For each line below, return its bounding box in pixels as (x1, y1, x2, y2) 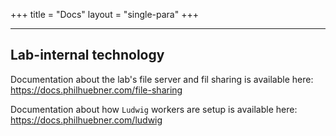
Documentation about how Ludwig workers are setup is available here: (10, 103, 298, 115)
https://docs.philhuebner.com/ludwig (10, 114, 163, 126)
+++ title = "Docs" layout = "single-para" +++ (10, 9, 199, 20)
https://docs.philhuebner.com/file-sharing (10, 84, 183, 96)
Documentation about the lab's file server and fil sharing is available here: (10, 73, 314, 85)
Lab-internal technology (10, 47, 165, 64)
